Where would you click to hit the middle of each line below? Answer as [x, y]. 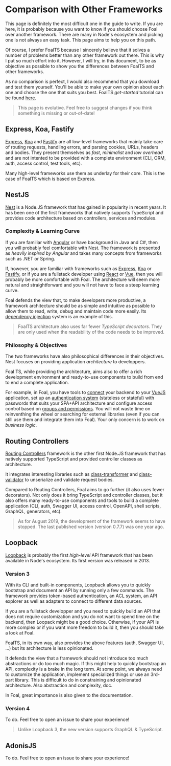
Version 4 [18, 708]
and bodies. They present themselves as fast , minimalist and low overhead [84, 152]
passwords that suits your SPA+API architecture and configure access [79, 403]
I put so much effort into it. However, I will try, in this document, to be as [81, 60]
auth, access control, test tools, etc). [44, 163]
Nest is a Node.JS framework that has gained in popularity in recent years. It [86, 207]
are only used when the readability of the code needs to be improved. [91, 332]
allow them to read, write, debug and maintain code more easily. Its [76, 311]
